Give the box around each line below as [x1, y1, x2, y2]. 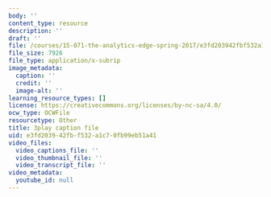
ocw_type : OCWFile [8, 109, 70, 117]
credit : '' [15, 79, 52, 87]
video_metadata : [8, 169, 63, 177]
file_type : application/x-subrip [8, 57, 121, 65]
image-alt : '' [15, 86, 63, 95]
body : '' [8, 11, 38, 20]
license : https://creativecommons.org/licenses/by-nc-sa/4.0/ [8, 101, 222, 109]
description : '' [8, 27, 63, 35]
